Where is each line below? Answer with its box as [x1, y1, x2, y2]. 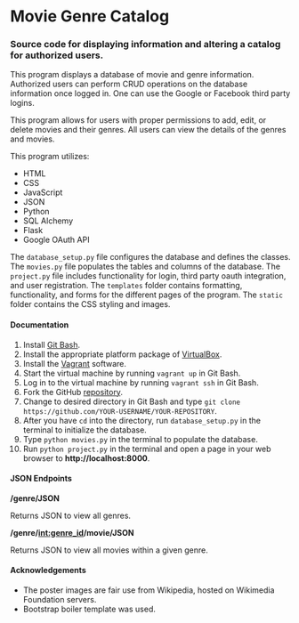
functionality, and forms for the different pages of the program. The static [10, 289, 284, 300]
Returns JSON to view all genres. [10, 510, 132, 521]
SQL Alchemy [22, 215, 74, 226]
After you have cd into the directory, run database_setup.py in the [22, 415, 262, 425]
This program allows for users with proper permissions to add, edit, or [10, 115, 267, 125]
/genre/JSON [10, 492, 61, 504]
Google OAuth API [22, 234, 90, 246]
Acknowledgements [10, 565, 87, 576]
